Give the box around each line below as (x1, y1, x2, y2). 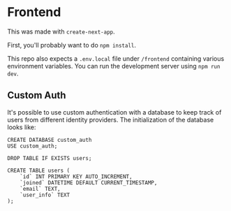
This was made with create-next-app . (7, 27, 115, 36)
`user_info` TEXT (20, 191, 70, 198)
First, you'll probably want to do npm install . (7, 41, 137, 49)
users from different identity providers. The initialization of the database (7, 115, 214, 124)
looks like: (7, 123, 36, 131)
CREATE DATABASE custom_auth (7, 136, 92, 143)
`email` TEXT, (20, 185, 61, 192)
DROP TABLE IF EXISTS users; (7, 154, 92, 161)
